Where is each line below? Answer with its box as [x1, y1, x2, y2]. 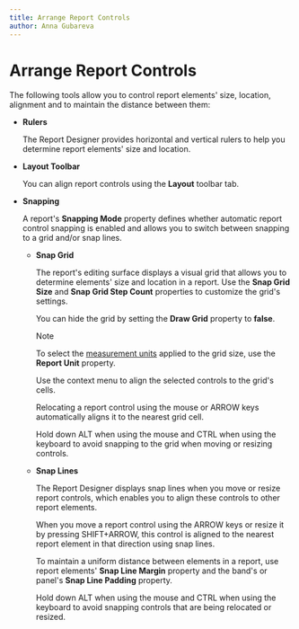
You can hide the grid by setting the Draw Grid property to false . [35, 314, 276, 324]
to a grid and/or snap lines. [22, 233, 123, 244]
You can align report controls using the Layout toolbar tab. [22, 179, 240, 190]
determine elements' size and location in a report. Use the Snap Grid [35, 277, 290, 288]
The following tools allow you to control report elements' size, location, [9, 90, 271, 101]
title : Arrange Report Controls [9, 13, 130, 22]
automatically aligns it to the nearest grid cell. [35, 412, 205, 422]
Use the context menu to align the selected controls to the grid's [35, 375, 274, 386]
